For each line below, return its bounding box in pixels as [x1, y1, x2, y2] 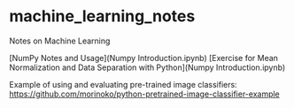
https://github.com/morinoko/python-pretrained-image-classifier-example [9, 89, 281, 99]
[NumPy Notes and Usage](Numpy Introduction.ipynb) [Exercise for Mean [9, 52, 279, 63]
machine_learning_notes [9, 6, 196, 27]
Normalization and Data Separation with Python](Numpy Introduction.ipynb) [9, 62, 286, 73]
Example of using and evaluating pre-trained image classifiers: [9, 79, 237, 89]
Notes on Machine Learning [9, 35, 111, 46]
